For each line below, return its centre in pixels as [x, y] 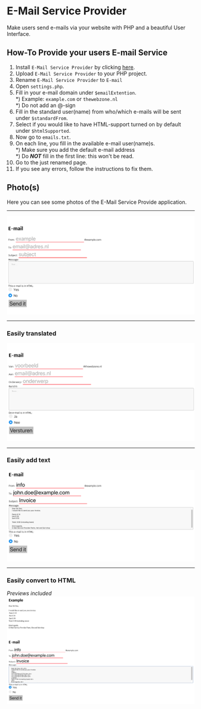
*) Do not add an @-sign [46, 105]
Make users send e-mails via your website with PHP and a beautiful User [96, 27]
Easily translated [32, 333]
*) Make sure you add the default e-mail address [75, 149]
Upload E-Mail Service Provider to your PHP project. [81, 74]
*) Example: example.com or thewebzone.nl [67, 99]
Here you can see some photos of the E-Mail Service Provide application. [97, 202]
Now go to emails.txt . [43, 137]
